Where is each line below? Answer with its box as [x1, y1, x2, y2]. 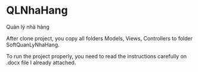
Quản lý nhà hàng [6, 23, 49, 30]
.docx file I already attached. [6, 59, 76, 66]
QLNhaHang [6, 4, 68, 17]
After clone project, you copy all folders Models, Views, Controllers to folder [6, 35, 193, 42]
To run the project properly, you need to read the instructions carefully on [6, 52, 187, 60]
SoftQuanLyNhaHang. [6, 41, 60, 48]
